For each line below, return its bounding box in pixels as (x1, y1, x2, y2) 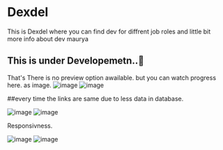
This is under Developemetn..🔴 (7, 55, 144, 67)
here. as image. (7, 81, 52, 89)
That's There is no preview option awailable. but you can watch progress (7, 73, 217, 82)
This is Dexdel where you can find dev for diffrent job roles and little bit (7, 27, 211, 36)
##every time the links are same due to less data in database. (7, 94, 184, 103)
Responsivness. (7, 121, 53, 130)
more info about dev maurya (7, 34, 89, 43)
